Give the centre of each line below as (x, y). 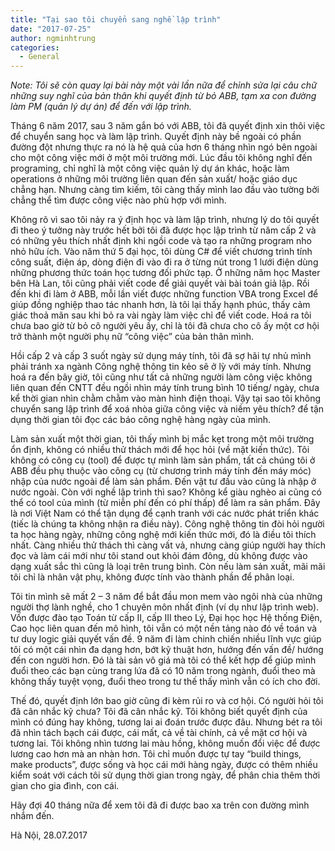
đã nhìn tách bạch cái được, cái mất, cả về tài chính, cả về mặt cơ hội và (159, 733)
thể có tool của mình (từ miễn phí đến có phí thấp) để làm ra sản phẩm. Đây (165, 503)
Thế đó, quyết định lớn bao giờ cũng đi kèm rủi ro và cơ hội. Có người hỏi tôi (167, 701)
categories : (35, 47)
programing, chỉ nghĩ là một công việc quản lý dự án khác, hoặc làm (150, 168)
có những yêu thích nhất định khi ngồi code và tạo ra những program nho (161, 241)
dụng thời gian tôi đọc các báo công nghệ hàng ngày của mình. (141, 420)
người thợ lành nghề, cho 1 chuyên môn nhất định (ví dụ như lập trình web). (165, 607)
